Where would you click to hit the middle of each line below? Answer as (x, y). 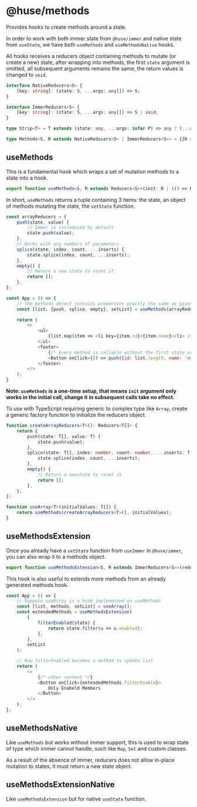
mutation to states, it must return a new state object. (69, 766)
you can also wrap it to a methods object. (56, 556)
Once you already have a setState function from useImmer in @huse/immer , (94, 551)
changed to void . (27, 75)
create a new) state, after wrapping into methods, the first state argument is (98, 62)
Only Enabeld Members (74, 688)
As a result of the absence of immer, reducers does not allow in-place (90, 760)
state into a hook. (27, 178)
